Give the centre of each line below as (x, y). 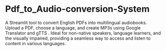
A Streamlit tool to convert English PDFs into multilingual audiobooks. (76, 23)
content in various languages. (36, 43)
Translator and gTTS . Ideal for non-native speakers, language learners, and (83, 33)
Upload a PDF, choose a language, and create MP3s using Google (73, 27)
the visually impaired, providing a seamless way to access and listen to (78, 38)
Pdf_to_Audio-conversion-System (77, 9)
